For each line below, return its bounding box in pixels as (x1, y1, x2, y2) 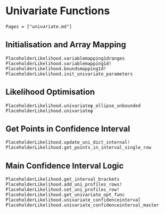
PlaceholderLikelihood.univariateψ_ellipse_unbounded (5, 102, 141, 109)
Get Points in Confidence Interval (5, 124, 131, 134)
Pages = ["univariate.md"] (5, 24, 72, 30)
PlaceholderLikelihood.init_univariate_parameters (5, 71, 133, 77)
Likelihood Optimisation (5, 87, 95, 97)
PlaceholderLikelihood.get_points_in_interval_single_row (5, 145, 151, 151)
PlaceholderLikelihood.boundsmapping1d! (5, 66, 107, 72)
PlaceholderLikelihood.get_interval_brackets (5, 176, 119, 183)
